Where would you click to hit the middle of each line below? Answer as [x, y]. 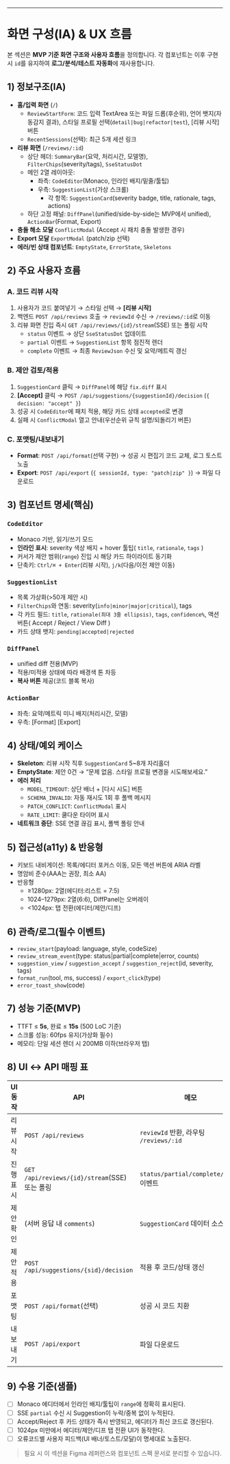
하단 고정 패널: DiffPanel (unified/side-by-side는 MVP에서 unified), [119, 214]
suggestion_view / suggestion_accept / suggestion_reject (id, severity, [115, 963]
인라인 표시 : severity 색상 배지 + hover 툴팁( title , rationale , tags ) [110, 547]
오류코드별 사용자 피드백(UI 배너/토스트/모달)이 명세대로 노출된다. [104, 1439]
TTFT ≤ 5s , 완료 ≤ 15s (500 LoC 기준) [69, 1026]
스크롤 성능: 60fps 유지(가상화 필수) [65, 1035]
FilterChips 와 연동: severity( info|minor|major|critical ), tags [104, 606]
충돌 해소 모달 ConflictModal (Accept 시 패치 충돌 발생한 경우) [101, 229]
